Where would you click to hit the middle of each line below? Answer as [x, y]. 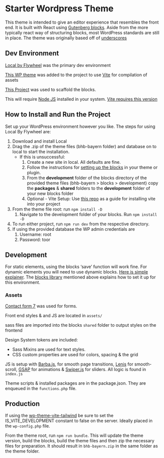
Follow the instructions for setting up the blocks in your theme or [92, 167]
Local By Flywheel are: [28, 131]
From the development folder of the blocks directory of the [87, 178]
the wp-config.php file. [28, 426]
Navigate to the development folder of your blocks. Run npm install [88, 214]
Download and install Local [40, 141]
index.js [14, 374]
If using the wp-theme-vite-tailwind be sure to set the [59, 416]
